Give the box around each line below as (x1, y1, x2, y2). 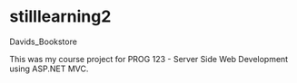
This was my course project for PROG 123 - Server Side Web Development (9, 53, 289, 64)
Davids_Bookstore (9, 36, 77, 47)
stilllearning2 (9, 6, 112, 27)
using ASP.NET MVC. (9, 63, 89, 74)
